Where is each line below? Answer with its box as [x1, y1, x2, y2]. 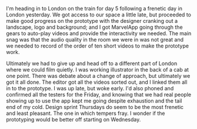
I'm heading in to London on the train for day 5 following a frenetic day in [6, 5, 182, 12]
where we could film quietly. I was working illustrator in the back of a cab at [6, 66, 189, 73]
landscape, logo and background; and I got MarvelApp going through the [6, 23, 183, 30]
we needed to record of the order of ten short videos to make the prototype [6, 42, 189, 49]
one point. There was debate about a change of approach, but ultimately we [6, 73, 191, 79]
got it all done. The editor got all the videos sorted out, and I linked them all [6, 79, 188, 86]
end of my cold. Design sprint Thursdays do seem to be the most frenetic [6, 104, 184, 110]
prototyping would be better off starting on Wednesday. [6, 116, 141, 123]
